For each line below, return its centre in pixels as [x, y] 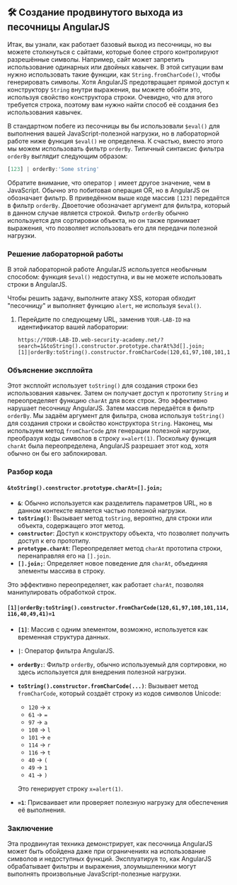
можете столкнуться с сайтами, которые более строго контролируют [113, 52]
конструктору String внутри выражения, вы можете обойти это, [105, 89]
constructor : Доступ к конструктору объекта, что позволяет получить [123, 533]
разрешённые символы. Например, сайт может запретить [96, 59]
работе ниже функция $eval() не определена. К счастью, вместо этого [115, 141]
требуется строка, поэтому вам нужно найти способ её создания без [113, 104]
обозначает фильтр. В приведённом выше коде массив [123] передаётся [118, 197]
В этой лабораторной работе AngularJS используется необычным [107, 269]
